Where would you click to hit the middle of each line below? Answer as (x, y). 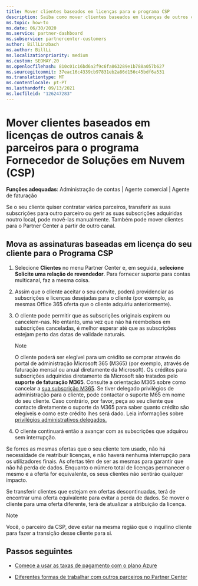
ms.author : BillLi (29, 50)
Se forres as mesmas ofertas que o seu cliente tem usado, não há (86, 449)
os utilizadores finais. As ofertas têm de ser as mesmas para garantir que (95, 461)
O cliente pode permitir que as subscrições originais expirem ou (92, 315)
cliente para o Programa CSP (60, 254)
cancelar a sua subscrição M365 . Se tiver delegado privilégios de (94, 388)
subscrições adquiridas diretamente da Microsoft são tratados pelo (96, 376)
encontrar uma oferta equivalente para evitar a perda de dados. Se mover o (98, 498)
